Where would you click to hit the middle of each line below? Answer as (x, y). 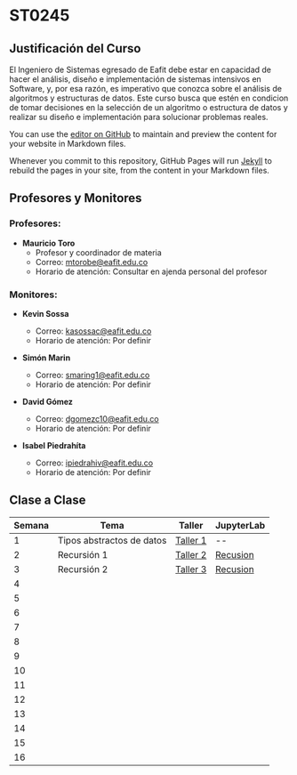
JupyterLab (240, 525)
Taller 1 (191, 540)
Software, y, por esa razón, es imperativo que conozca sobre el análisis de (146, 89)
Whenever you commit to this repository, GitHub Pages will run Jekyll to (141, 161)
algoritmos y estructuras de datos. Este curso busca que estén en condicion (149, 98)
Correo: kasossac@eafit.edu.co (93, 331)
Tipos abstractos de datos (112, 540)
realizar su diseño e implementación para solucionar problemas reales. (139, 117)
